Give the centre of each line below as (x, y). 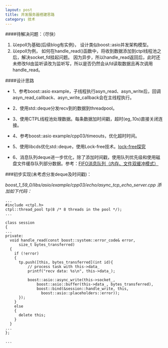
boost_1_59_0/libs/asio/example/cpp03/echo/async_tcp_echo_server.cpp (80, 185)
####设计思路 (20, 80)
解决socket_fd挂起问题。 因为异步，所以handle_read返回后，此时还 (91, 57)
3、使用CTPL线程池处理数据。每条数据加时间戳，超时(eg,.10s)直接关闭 (86, 119)
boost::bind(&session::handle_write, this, (83, 289)
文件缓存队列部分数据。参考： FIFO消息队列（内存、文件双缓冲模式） (88, 163)
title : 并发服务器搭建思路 (30, 15)
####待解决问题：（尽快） (32, 34)
